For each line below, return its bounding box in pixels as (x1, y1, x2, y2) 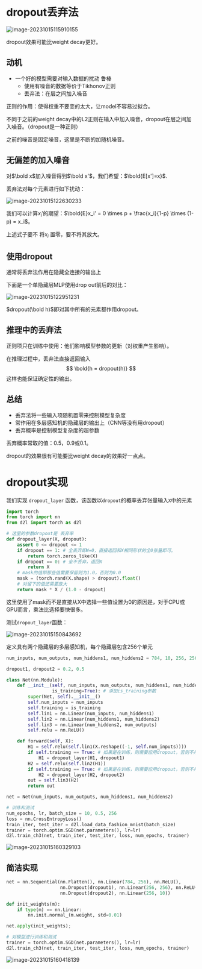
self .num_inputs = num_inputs (28, 700, 103, 706)
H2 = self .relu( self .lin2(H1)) (28, 760, 106, 767)
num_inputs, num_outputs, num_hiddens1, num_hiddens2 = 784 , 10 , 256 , (6, 655, 187, 661)
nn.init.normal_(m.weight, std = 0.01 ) (28, 912, 122, 918)
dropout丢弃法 (6, 5, 79, 19)
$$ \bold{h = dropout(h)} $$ (66, 365, 136, 372)
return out (28, 783, 55, 789)
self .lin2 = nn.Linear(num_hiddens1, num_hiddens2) (28, 716, 161, 722)
